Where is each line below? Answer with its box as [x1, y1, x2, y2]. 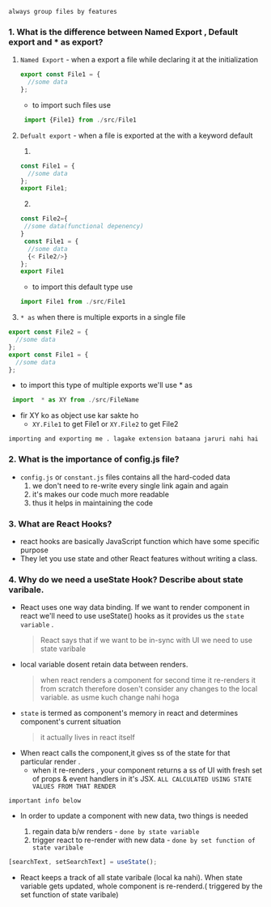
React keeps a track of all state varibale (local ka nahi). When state [19, 873, 243, 883]
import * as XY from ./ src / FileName [11, 396, 139, 404]
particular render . [19, 757, 81, 767]
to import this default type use [32, 282, 133, 292]
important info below [8, 797, 82, 805]
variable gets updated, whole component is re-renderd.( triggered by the [19, 881, 263, 891]
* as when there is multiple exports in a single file [19, 313, 186, 322]
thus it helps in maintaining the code [32, 498, 154, 508]
